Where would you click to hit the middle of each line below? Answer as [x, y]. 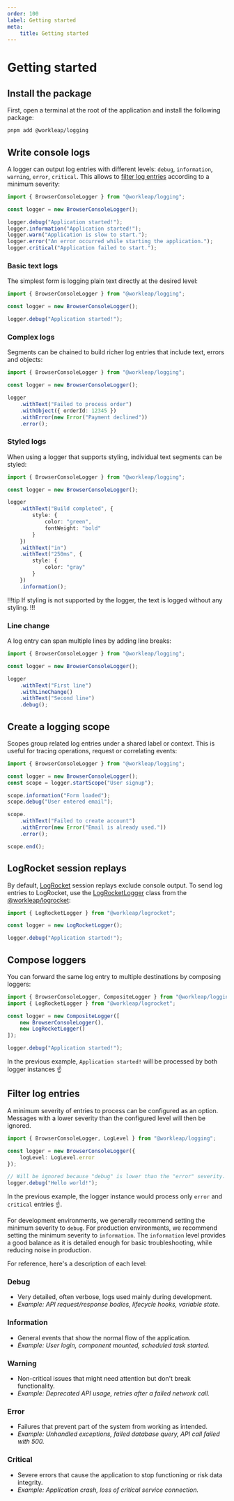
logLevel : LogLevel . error [57, 1157]
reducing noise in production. [49, 1250]
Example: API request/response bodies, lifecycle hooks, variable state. [119, 1305]
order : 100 [23, 14]
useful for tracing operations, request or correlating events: [92, 750]
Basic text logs [33, 266]
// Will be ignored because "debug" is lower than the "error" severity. [117, 1177]
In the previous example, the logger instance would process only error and [115, 1196]
